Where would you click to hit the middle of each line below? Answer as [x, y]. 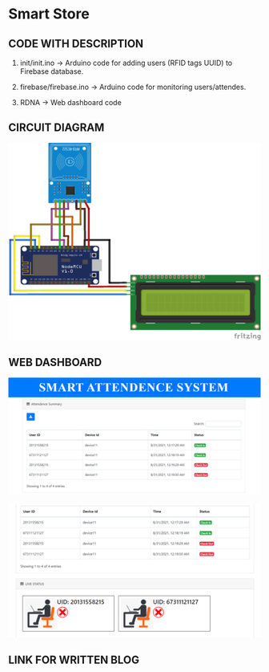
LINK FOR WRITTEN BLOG [74, 660]
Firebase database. [52, 71]
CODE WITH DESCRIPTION [76, 44]
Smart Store [49, 14]
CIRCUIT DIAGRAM [56, 128]
